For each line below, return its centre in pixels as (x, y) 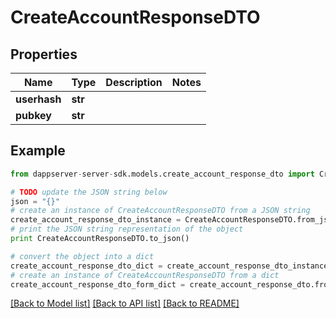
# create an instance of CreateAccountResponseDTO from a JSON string (160, 211)
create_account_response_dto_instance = (96, 220)
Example (38, 151)
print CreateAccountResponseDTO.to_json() (100, 239)
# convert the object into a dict (82, 256)
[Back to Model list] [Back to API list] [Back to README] (125, 303)
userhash (38, 99)
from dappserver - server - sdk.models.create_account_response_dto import (162, 174)
